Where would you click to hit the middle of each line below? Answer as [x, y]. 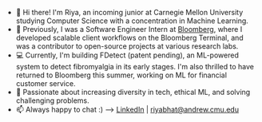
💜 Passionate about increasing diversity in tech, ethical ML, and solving [133, 92]
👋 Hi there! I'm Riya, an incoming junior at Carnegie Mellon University [129, 12]
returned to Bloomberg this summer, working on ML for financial [121, 75]
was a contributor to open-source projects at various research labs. [127, 46]
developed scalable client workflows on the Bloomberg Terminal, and [129, 37]
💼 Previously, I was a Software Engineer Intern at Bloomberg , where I [129, 29]
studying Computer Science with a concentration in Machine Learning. [132, 21]
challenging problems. [52, 100]
